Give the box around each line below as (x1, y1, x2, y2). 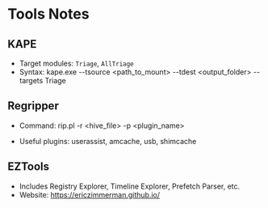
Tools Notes (7, 5, 90, 23)
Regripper (7, 99, 60, 113)
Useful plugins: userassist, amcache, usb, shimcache (19, 136, 197, 146)
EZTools (7, 159, 50, 174)
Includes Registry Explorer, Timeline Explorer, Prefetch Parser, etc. (19, 181, 241, 191)
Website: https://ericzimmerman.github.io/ (19, 189, 161, 199)
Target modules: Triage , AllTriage (19, 58, 134, 68)
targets (19, 76, 44, 85)
